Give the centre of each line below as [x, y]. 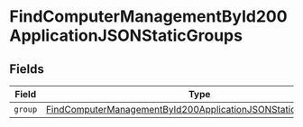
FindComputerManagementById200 [148, 17]
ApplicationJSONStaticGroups [126, 36]
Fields [27, 69]
